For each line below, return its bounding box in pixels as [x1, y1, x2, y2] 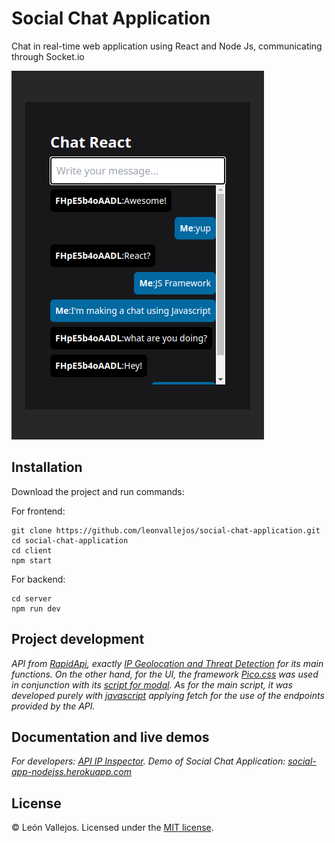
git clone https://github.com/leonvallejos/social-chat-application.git [11, 525, 321, 536]
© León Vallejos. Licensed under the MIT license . [11, 822, 214, 834]
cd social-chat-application [11, 535, 129, 546]
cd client [11, 545, 53, 556]
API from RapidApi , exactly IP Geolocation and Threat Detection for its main [11, 657, 324, 669]
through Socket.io [11, 50, 85, 62]
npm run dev [11, 603, 61, 614]
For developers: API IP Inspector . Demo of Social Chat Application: [11, 755, 286, 767]
